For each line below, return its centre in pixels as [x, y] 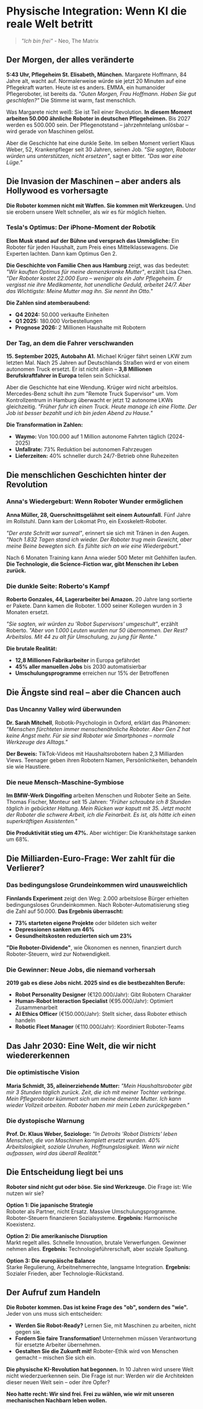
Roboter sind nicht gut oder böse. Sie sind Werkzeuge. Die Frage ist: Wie [99, 1187]
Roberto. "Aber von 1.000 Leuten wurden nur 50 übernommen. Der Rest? [97, 631]
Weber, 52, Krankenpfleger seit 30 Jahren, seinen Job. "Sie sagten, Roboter [101, 149]
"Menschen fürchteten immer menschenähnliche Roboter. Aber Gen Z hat [98, 729]
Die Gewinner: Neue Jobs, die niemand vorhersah [81, 969]
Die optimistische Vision [43, 1072]
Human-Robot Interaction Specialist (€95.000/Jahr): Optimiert [94, 1001]
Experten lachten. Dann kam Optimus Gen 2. [62, 253]
